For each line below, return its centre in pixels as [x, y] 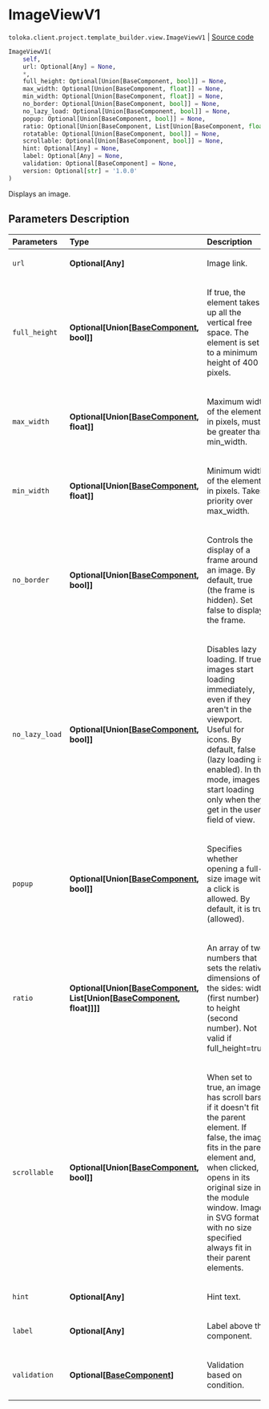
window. [223, 1207]
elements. [225, 1267]
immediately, [231, 689]
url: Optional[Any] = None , [69, 67]
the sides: [225, 988]
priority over [230, 500]
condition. [225, 1385]
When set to [229, 1077]
